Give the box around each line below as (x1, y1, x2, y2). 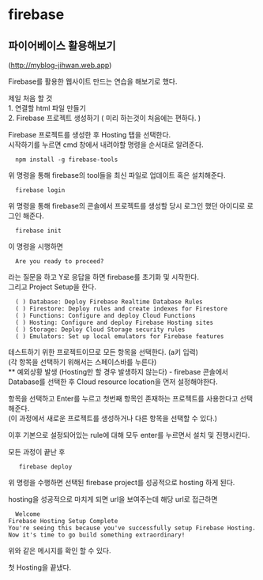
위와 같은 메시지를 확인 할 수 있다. (8, 546, 111, 555)
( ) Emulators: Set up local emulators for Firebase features (15, 333, 224, 341)
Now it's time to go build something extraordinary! (8, 531, 186, 539)
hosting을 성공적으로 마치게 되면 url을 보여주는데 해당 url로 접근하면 (8, 495, 218, 503)
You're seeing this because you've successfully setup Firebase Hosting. (8, 524, 257, 532)
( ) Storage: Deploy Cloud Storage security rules (15, 326, 186, 333)
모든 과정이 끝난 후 (8, 447, 66, 456)
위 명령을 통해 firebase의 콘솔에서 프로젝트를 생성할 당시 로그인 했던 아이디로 (8, 201, 246, 210)
